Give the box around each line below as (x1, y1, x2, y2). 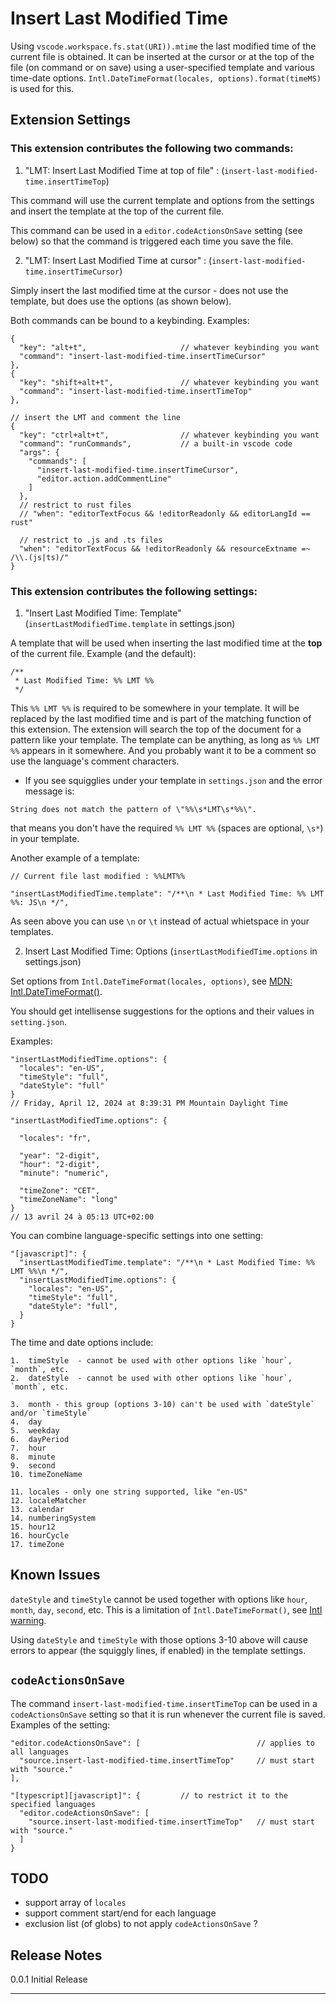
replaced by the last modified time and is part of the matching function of (10, 712, 312, 724)
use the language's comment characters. (10, 755, 180, 767)
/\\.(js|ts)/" (10, 552, 70, 562)
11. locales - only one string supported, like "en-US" (10, 1487, 248, 1497)
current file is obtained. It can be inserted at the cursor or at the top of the (10, 50, 315, 62)
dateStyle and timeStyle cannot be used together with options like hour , (10, 1593, 308, 1605)
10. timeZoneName (10, 1469, 83, 1479)
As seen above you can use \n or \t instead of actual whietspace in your (10, 915, 310, 927)
